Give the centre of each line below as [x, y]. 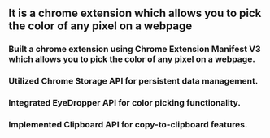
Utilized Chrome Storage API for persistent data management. [133, 81]
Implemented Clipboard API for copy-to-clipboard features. [128, 125]
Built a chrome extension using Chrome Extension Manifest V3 [135, 50]
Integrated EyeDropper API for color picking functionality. [125, 103]
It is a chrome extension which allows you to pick [135, 13]
